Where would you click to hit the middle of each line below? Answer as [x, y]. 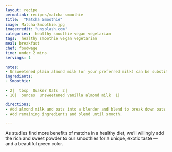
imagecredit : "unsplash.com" [36, 29]
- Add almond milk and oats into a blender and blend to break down [80, 109]
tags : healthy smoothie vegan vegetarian [51, 39]
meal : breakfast [23, 44]
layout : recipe [21, 10]
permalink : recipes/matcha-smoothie [44, 15]
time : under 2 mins [26, 53]
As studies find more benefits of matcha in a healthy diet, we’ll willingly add [85, 133]
